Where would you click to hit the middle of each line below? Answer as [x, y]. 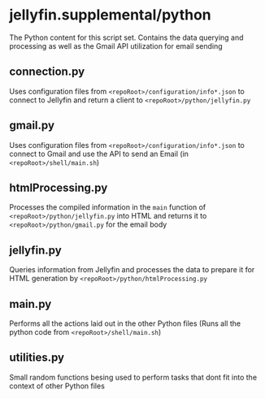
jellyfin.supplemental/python [111, 15]
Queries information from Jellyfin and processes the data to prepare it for [132, 270]
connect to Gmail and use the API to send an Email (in [99, 154]
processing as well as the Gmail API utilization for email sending [116, 46]
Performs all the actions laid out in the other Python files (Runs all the [125, 323]
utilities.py [37, 358]
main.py [30, 304]
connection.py [47, 72]
